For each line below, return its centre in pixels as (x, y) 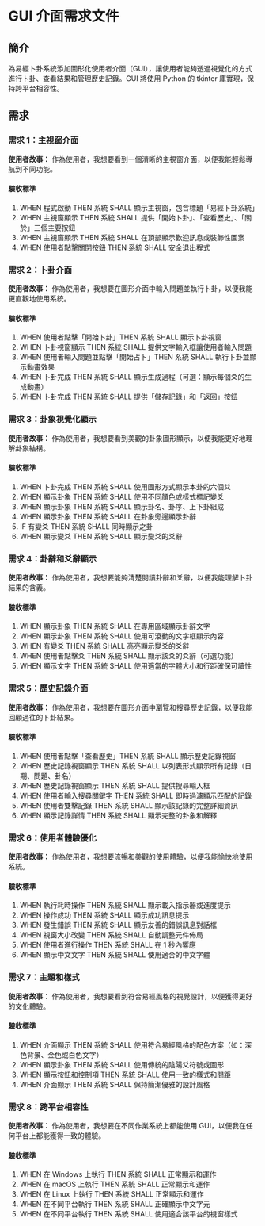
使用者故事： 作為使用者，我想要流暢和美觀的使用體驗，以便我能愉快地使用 (131, 856)
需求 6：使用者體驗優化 (53, 837)
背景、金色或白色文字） (65, 1055)
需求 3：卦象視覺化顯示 (53, 420)
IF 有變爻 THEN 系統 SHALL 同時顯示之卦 (86, 526)
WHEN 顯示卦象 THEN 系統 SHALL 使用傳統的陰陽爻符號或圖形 (121, 1064)
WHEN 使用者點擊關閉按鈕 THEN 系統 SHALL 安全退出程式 (115, 247)
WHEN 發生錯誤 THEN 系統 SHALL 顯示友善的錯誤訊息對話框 (118, 925)
